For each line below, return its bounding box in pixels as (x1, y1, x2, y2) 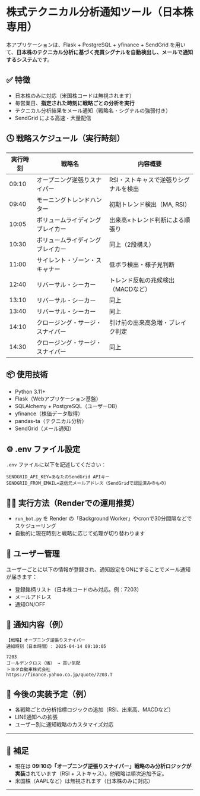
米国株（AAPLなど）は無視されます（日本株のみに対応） (14, 778, 154, 785)
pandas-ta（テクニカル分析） (14, 418, 87, 425)
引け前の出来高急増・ (109, 318, 169, 327)
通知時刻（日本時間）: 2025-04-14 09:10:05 (6, 643, 107, 649)
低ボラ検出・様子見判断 (109, 260, 175, 268)
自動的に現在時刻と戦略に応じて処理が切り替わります (14, 530, 145, 537)
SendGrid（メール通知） (14, 425, 75, 432)
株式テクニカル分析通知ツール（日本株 (6, 5, 194, 19)
